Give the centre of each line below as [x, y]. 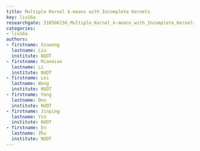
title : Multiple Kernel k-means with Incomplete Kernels [78, 12]
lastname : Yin [29, 117]
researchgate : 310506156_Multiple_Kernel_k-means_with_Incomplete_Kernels [101, 23]
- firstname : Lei [28, 78]
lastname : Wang [30, 84]
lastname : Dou [29, 100]
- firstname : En [26, 128]
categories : [21, 28]
